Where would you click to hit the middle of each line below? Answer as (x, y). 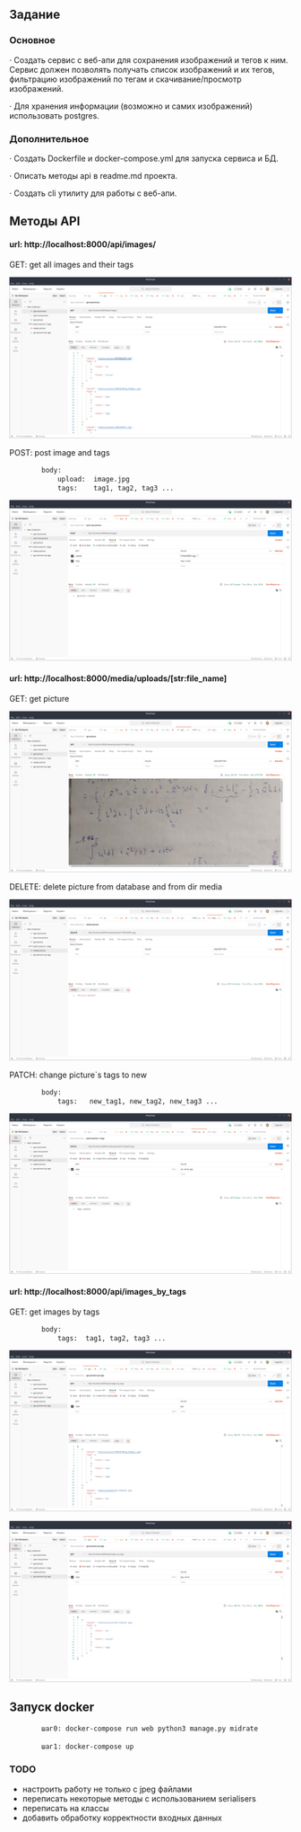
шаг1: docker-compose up (88, 1747)
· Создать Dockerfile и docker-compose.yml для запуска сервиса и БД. (144, 158)
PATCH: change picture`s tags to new (78, 1075)
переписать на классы (65, 1808)
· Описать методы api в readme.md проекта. (94, 175)
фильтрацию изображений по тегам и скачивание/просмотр (125, 79)
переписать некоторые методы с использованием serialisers (139, 1798)
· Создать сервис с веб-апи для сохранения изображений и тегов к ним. (149, 60)
